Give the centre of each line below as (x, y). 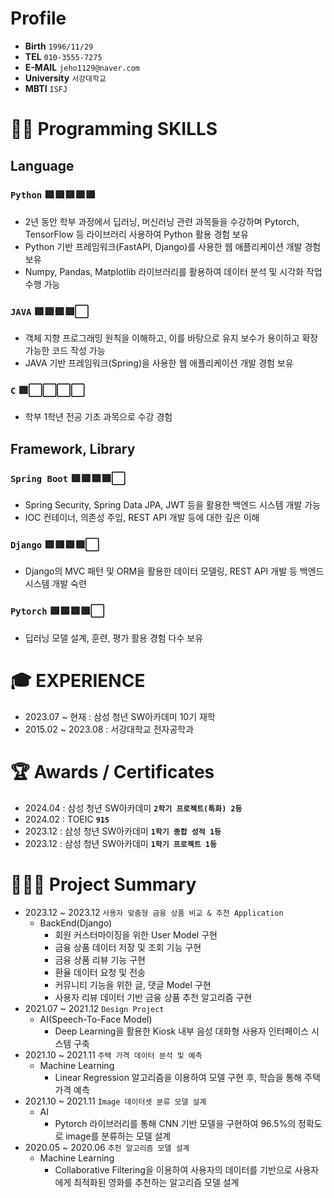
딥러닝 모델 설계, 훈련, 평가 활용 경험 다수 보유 (114, 638)
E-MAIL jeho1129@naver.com (82, 67)
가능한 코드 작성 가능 (65, 351)
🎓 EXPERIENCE (78, 680)
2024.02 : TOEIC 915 (67, 819)
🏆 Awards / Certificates (112, 771)
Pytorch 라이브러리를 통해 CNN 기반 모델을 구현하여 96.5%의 (175, 1123)
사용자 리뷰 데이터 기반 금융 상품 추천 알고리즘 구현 (153, 997)
